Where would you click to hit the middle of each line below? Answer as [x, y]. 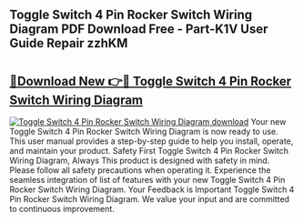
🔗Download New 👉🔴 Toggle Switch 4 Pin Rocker [151, 81]
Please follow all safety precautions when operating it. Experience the [140, 170]
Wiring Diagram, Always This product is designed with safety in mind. [140, 160]
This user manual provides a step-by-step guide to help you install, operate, [151, 141]
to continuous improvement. [62, 209]
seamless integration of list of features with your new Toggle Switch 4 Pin [147, 180]
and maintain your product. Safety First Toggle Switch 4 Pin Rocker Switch [149, 151]
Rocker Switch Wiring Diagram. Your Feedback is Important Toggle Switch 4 [152, 189]
